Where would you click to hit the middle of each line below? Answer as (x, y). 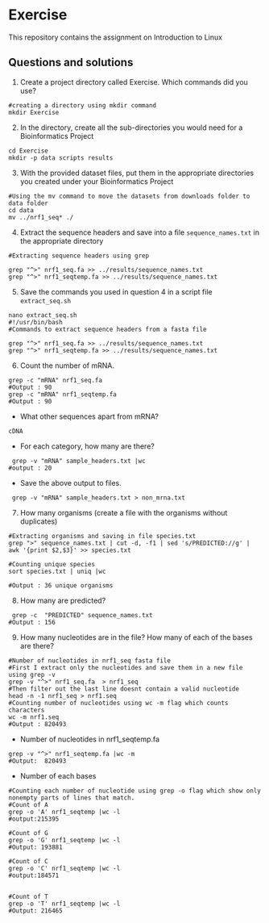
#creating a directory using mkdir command (83, 105)
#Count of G (28, 833)
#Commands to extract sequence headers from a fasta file (108, 329)
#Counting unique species (52, 564)
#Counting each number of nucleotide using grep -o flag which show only (135, 791)
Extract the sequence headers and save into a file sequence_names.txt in (140, 232)
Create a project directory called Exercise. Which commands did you (134, 81)
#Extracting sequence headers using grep (79, 256)
